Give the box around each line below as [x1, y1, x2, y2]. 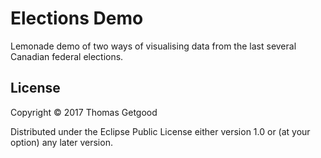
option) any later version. [10, 136, 113, 148]
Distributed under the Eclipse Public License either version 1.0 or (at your [10, 125, 311, 137]
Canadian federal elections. [10, 50, 124, 62]
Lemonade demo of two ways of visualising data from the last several [10, 40, 297, 52]
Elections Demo [10, 7, 144, 30]
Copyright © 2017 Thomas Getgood [10, 106, 158, 118]
